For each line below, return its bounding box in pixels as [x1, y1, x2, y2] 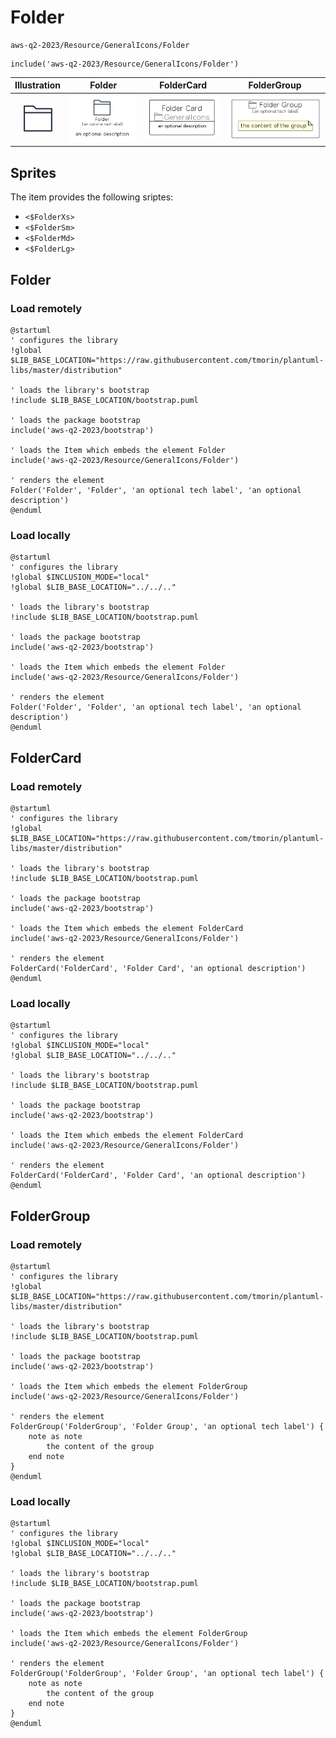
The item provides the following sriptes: [10, 191, 174, 203]
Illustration [14, 79, 62, 91]
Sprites [10, 164, 57, 181]
